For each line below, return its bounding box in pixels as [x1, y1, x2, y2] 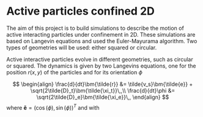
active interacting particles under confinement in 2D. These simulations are [6, 30, 196, 38]
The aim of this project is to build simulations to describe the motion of [6, 24, 185, 32]
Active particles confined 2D [6, 4, 155, 18]
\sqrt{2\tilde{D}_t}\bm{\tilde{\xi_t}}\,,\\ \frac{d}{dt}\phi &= [30, 87, 175, 94]
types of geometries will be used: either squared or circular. [6, 44, 157, 51]
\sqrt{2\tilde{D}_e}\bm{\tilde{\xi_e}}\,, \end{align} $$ [36, 93, 169, 101]
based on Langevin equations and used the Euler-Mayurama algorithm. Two [6, 37, 197, 44]
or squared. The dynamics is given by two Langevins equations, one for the [6, 62, 196, 69]
